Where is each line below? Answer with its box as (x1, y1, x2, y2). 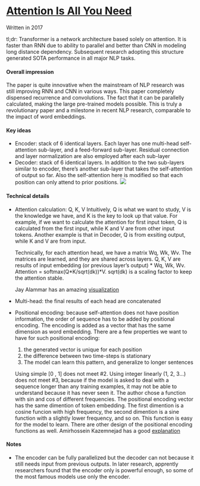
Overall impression (6, 68, 54, 75)
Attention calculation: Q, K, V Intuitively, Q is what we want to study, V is (14, 206, 192, 213)
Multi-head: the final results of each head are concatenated (14, 297, 161, 305)
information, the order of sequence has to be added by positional (14, 315, 174, 323)
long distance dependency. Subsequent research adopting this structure (6, 48, 185, 55)
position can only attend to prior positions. (14, 179, 119, 186)
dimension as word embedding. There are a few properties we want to (14, 328, 187, 335)
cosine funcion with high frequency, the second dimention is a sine (14, 408, 180, 415)
